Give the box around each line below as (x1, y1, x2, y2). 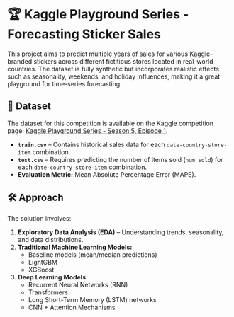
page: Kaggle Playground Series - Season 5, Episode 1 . (7, 126, 168, 135)
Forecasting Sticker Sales (7, 26, 161, 42)
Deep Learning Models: (17, 272, 89, 281)
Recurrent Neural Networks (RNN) (28, 280, 128, 289)
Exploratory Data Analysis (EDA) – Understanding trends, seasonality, (17, 228, 224, 236)
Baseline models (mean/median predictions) (28, 250, 157, 259)
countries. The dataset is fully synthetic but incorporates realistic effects (7, 64, 220, 73)
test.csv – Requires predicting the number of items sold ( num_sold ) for (17, 155, 223, 163)
